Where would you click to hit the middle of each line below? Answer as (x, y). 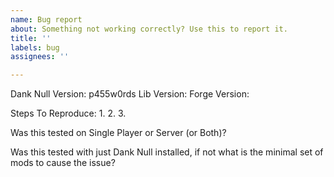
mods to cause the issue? (63, 163)
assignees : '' (40, 57)
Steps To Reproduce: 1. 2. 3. (68, 113)
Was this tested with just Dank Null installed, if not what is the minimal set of (167, 152)
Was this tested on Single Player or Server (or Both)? (118, 133)
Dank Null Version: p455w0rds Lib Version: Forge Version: (130, 94)
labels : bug (35, 47)
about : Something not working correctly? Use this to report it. (149, 29)
